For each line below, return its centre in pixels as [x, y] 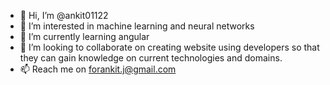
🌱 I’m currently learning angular [84, 36]
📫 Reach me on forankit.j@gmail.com [98, 69]
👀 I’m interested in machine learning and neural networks [137, 26]
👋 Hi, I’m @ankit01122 [64, 15]
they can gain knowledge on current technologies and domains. [151, 58]
